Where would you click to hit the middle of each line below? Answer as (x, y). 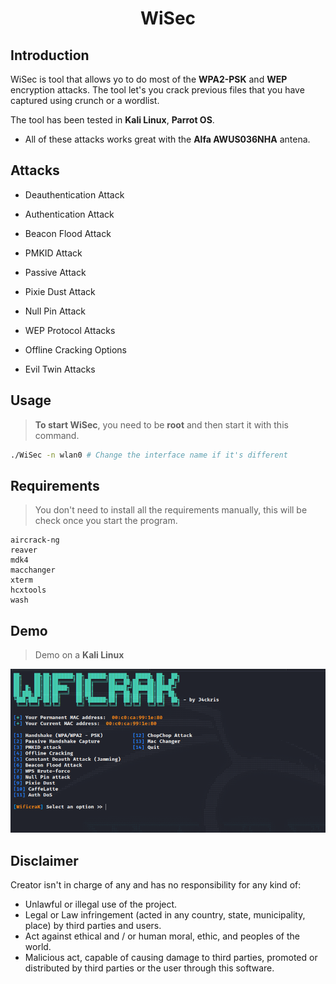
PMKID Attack (53, 253)
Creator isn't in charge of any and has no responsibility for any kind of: (156, 885)
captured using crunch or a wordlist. (85, 100)
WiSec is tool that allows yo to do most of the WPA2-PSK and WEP (149, 79)
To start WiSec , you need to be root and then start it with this (161, 424)
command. (57, 435)
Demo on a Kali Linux (79, 655)
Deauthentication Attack (74, 194)
